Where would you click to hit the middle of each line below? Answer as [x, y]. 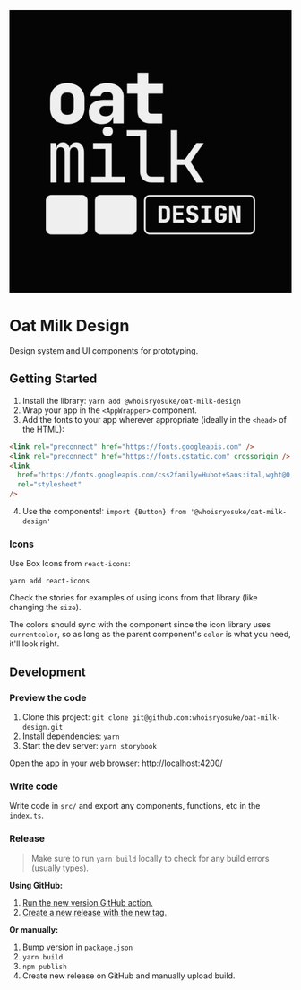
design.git [43, 727]
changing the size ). [45, 608]
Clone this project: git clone [75, 717]
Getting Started [53, 379]
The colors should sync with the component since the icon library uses [140, 625]
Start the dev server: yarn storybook [89, 745]
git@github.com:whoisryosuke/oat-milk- [206, 718]
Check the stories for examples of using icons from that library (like [133, 598]
